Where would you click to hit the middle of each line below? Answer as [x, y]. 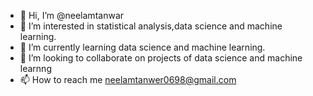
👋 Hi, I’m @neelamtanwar [72, 15]
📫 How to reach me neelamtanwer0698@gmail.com [128, 79]
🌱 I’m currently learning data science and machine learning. [142, 47]
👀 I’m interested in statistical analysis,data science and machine [151, 26]
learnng [35, 68]
